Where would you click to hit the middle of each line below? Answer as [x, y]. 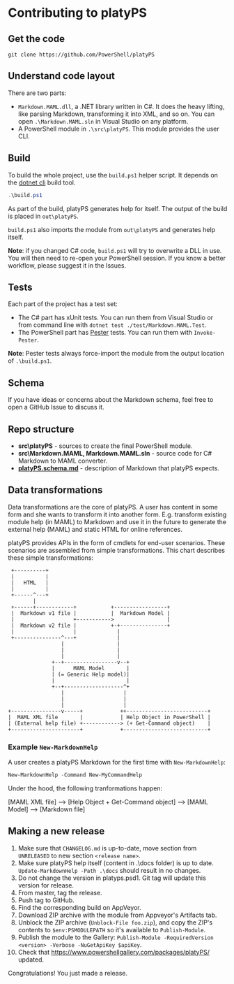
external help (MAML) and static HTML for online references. [95, 529]
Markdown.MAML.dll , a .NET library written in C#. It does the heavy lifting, [121, 106]
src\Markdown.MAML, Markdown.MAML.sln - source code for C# [115, 453]
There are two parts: [37, 93]
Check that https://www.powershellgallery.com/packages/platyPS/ [114, 952]
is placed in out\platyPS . [43, 216]
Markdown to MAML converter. [62, 461]
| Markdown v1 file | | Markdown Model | [91, 613]
